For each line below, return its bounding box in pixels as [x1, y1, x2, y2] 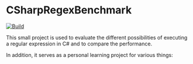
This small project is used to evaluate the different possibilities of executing [6, 34, 188, 41]
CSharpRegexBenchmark [6, 3, 132, 17]
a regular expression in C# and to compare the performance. [6, 40, 153, 47]
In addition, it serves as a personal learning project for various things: [6, 51, 174, 58]
